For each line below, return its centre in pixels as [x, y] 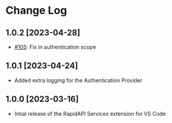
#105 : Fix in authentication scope [55, 47]
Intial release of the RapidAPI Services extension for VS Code [90, 113]
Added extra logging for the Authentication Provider [78, 80]
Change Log [36, 10]
